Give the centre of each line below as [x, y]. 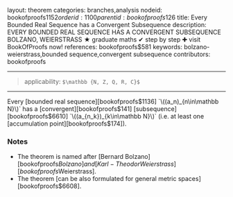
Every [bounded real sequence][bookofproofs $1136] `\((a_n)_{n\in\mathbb [113, 101]
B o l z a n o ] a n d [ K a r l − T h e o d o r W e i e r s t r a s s [116, 164]
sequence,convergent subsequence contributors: [140, 54]
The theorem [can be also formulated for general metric [97, 179]
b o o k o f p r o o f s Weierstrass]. [58, 171]
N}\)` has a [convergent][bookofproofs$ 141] [70, 109]
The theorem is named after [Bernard [70, 157]
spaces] [189, 179]
